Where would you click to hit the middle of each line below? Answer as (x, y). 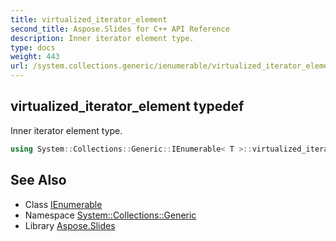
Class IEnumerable (63, 204)
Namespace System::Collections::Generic (110, 215)
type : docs (33, 47)
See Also (38, 180)
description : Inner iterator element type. (102, 38)
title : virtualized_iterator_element (89, 19)
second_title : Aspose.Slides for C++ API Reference (120, 29)
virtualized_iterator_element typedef (127, 106)
